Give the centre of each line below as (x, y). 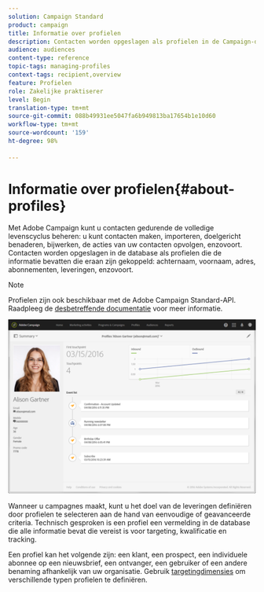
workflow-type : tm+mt (44, 125)
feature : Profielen (40, 83)
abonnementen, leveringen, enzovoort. (71, 269)
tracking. (22, 539)
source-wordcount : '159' (49, 133)
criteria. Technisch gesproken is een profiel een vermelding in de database (129, 523)
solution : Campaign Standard (56, 17)
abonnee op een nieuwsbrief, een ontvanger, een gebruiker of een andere (128, 563)
